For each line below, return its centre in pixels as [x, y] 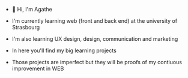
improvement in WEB [38, 68]
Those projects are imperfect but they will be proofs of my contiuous [97, 62]
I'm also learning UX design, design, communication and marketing [95, 39]
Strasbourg [26, 27]
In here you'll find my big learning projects [64, 50]
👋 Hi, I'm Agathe [32, 9]
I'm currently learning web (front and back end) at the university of [95, 21]
